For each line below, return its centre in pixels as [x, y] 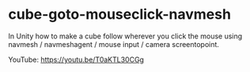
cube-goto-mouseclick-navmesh [120, 14]
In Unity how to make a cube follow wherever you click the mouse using [125, 36]
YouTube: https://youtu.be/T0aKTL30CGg [76, 59]
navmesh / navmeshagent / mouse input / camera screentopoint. [114, 44]
